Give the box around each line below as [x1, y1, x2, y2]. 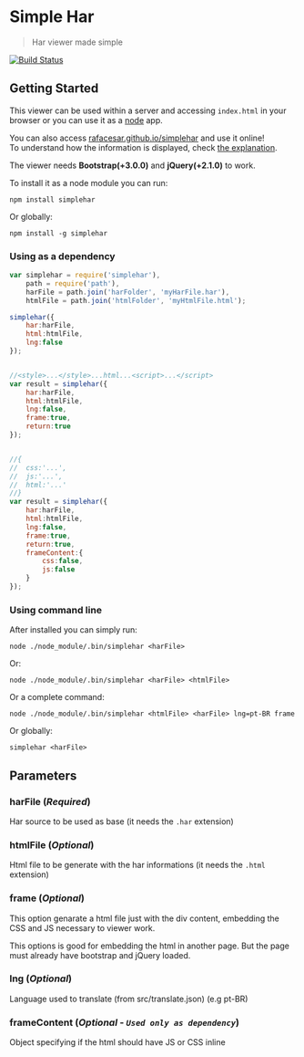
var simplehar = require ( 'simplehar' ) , [9, 271, 161, 280]
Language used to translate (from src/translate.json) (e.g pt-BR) [9, 993, 248, 1004]
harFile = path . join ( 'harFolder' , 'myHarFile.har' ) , [25, 288, 230, 297]
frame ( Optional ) [9, 892, 85, 905]
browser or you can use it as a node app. [9, 114, 164, 125]
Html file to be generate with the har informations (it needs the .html [9, 860, 266, 871]
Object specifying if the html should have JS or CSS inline [9, 1037, 226, 1048]
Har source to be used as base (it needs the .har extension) [9, 815, 234, 827]
